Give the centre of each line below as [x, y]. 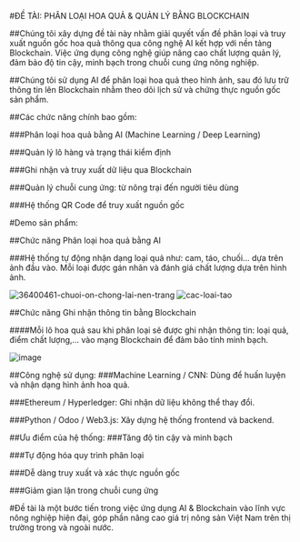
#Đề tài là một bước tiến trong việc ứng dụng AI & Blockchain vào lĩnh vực [148, 508]
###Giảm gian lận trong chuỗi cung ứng [84, 490]
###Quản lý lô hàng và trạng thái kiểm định [90, 152]
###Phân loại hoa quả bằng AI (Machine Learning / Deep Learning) [135, 135]
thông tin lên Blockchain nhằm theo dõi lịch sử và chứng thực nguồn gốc [145, 90]
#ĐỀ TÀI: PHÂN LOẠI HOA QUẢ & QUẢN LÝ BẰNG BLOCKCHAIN [130, 16]
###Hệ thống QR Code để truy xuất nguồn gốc [97, 205]
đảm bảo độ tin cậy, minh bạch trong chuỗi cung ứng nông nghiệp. [134, 62]
